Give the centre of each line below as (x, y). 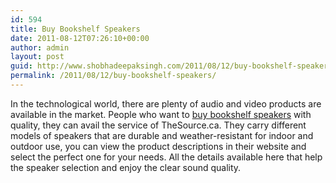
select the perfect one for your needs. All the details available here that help (166, 157)
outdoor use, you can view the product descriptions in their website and (158, 146)
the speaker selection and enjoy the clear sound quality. (126, 167)
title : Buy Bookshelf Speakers (75, 29)
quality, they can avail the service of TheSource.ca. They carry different (158, 125)
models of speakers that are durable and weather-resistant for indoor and (162, 135)
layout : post (37, 57)
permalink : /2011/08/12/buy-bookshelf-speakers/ (113, 76)
